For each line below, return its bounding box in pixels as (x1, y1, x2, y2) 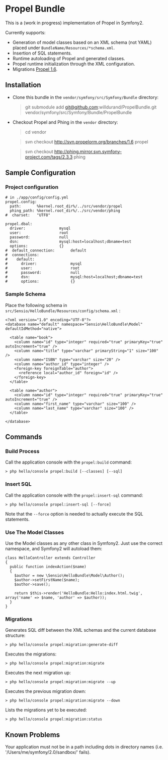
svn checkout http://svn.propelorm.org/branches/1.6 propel (25, 138, 148, 144)
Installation (5, 81, 41, 89)
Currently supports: (5, 29, 46, 35)
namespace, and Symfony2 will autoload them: (5, 546, 103, 552)
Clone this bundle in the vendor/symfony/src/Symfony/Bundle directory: (12, 94, 159, 100)
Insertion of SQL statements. (12, 50, 72, 56)
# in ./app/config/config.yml (5, 195, 69, 200)
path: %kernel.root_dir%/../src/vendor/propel (10, 204, 123, 209)
